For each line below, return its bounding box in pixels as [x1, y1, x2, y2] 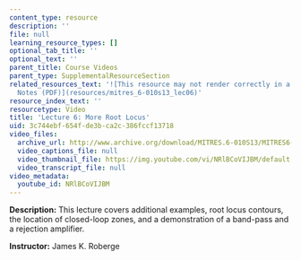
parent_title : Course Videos [9, 64, 118, 73]
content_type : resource [9, 13, 99, 22]
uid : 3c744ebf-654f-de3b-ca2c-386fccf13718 [9, 122, 175, 131]
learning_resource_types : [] [9, 38, 118, 48]
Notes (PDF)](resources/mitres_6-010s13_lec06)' [17, 88, 202, 97]
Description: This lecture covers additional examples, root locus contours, [9, 204, 284, 215]
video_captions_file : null [17, 146, 118, 155]
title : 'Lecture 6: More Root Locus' [9, 113, 150, 122]
